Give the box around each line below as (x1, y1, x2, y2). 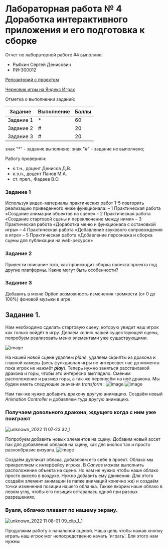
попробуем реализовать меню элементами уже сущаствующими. (5, 335, 148, 341)
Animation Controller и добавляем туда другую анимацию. (5, 396, 130, 402)
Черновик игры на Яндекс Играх (5, 86, 75, 92)
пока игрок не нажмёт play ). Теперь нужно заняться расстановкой (5, 365, 150, 371)
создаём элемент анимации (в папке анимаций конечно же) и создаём (5, 478, 159, 484)
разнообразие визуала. (5, 446, 56, 453)
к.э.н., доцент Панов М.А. (12, 171, 67, 177)
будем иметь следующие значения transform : (5, 381, 105, 387)
